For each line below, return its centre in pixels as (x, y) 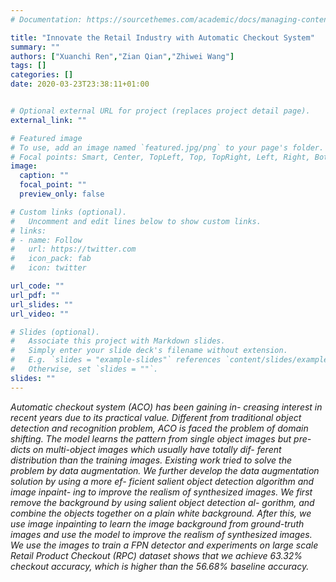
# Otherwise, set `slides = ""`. (84, 369)
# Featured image (46, 138)
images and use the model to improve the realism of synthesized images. (161, 534)
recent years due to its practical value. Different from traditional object (156, 417)
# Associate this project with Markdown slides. (118, 341)
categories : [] (42, 75)
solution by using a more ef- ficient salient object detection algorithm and (162, 481)
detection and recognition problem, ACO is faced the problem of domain (159, 428)
